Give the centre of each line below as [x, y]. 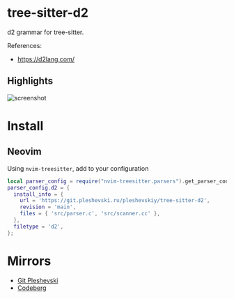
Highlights [30, 81]
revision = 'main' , [48, 207]
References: [24, 45]
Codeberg [32, 288]
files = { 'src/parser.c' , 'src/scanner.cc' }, [90, 214]
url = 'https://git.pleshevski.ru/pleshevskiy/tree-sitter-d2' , [115, 201]
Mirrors [29, 261]
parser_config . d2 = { [39, 187]
